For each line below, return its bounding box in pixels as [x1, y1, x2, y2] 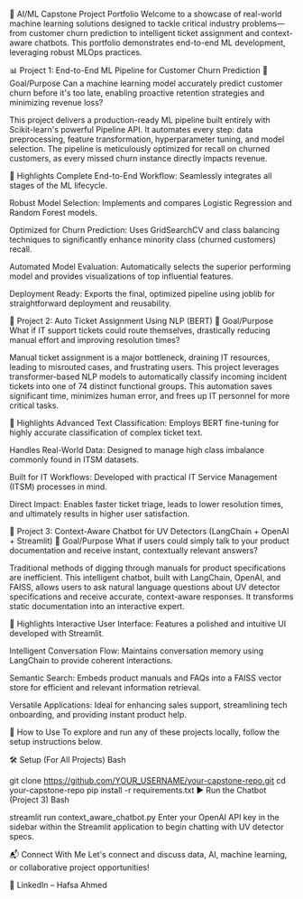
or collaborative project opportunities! [9, 862, 150, 873]
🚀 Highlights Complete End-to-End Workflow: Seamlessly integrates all [9, 171, 272, 181]
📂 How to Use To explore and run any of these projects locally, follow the [9, 727, 280, 737]
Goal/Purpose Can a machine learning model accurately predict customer [9, 78, 283, 88]
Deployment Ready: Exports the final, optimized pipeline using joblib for [9, 289, 275, 299]
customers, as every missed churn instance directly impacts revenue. [9, 153, 268, 163]
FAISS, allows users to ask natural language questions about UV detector [9, 582, 280, 592]
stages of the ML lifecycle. [9, 181, 108, 190]
